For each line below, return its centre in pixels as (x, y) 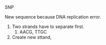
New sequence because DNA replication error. (53, 17)
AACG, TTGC (33, 32)
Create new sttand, (32, 37)
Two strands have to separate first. (48, 26)
